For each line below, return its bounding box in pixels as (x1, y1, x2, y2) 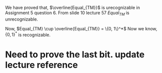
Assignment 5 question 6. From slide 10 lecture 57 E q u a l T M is (5, 10, 129, 17)
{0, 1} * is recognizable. (5, 31, 51, 38)
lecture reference (5, 59, 78, 71)
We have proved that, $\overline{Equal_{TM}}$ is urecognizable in (5, 5, 140, 10)
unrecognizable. (5, 16, 39, 22)
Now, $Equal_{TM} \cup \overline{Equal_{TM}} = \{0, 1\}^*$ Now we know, (5, 25, 158, 31)
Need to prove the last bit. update (5, 49, 145, 60)
